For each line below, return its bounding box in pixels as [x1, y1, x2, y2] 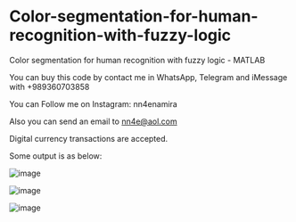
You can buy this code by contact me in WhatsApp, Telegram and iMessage [9, 71, 288, 82]
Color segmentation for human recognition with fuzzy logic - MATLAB [9, 54, 266, 65]
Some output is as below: [9, 150, 103, 161]
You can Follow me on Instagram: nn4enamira [9, 98, 178, 109]
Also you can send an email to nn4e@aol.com [9, 116, 177, 127]
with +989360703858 [9, 81, 90, 92]
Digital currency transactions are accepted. [9, 133, 169, 144]
